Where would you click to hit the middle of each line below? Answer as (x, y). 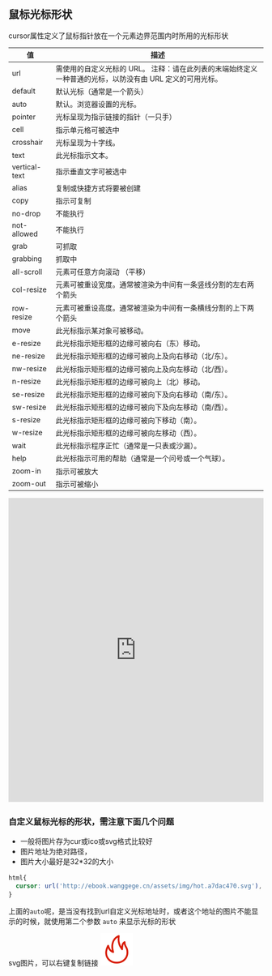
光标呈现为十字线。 (87, 142)
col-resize (29, 289)
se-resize (28, 394)
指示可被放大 (77, 471)
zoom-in (27, 471)
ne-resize (29, 356)
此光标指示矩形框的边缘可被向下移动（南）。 (128, 420)
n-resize (27, 381)
